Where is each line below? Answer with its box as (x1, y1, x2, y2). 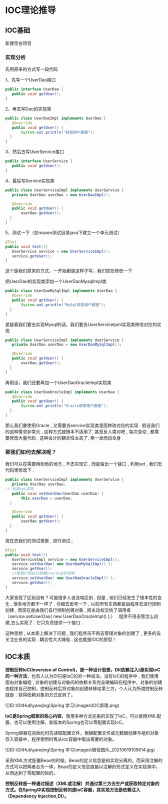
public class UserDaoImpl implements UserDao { (5, 115, 106, 120)
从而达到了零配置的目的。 (5, 769, 58, 775)
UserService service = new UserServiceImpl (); (11, 248, 111, 254)
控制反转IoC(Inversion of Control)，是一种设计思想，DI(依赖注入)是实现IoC (5, 666, 160, 672)
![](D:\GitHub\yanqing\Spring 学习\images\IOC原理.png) (5, 702, 119, 708)
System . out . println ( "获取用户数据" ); (20, 129, 95, 135)
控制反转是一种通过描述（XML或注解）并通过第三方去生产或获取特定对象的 (5, 780, 160, 786)
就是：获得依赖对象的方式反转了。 (5, 691, 75, 697)
